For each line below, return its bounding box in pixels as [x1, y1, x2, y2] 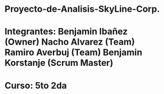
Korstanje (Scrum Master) [4, 58, 114, 68]
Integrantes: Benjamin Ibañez [4, 26, 128, 37]
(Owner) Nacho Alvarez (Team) [4, 36, 135, 48]
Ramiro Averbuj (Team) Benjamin [4, 47, 143, 58]
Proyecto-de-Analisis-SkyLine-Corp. [4, 3, 160, 15]
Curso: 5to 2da [4, 80, 67, 91]
